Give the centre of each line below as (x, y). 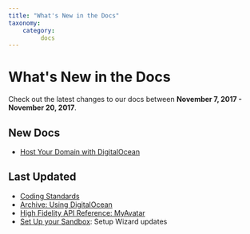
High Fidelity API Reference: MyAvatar (82, 213)
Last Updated (42, 177)
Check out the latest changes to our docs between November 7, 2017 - (125, 99)
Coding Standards (50, 196)
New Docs (34, 133)
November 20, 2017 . (43, 107)
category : (39, 30)
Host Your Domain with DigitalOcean (80, 152)
